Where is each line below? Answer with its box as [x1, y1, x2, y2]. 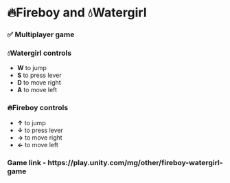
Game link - [7, 158, 47, 167]
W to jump [16, 64, 47, 72]
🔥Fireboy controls [7, 103, 69, 113]
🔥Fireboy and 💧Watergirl [7, 5, 147, 21]
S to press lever [16, 71, 62, 80]
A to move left [16, 86, 57, 94]
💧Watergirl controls [7, 48, 72, 58]
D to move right [16, 78, 61, 87]
